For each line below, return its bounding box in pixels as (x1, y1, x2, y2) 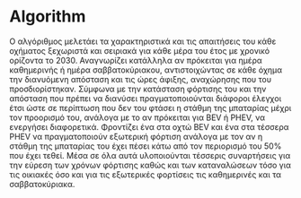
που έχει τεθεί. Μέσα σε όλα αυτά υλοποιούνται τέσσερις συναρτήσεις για (9, 150, 291, 160)
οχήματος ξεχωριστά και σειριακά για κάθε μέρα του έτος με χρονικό (9, 45, 270, 56)
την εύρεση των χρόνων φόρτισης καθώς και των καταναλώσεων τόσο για (9, 159, 292, 170)
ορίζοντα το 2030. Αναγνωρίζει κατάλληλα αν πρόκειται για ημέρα (9, 55, 262, 65)
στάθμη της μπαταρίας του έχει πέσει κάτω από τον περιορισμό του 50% (9, 141, 282, 151)
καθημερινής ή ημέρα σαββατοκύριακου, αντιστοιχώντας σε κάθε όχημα (9, 65, 283, 75)
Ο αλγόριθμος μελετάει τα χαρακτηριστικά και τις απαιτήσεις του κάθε (9, 36, 277, 47)
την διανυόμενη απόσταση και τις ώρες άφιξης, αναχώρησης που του (9, 73, 272, 84)
